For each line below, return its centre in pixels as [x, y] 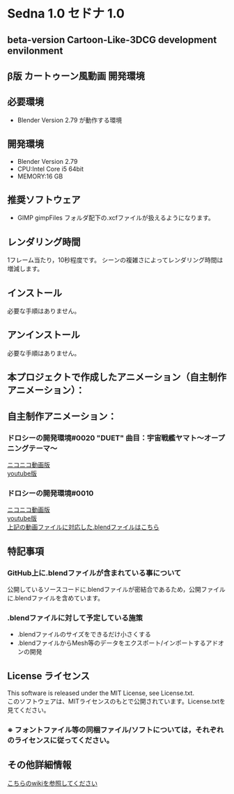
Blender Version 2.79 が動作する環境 [70, 120]
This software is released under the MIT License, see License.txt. [101, 693]
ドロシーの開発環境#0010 [50, 493]
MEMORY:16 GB [40, 176]
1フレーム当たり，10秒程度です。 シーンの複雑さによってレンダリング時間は [115, 260]
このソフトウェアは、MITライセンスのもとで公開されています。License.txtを [117, 701]
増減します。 [25, 269]
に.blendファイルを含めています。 [56, 598]
